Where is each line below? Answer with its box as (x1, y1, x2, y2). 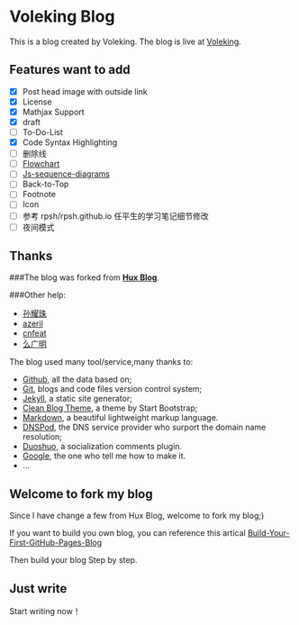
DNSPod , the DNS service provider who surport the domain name (22, 421, 267, 433)
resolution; (22, 431, 63, 442)
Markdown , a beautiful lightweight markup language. (22, 412, 219, 423)
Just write (9, 581, 68, 596)
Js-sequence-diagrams (22, 168, 111, 179)
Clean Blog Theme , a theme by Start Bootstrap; (22, 403, 198, 413)
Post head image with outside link (22, 86, 149, 96)
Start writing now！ (9, 606, 81, 617)
